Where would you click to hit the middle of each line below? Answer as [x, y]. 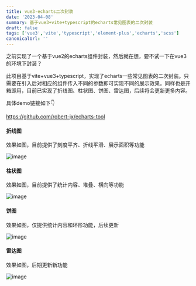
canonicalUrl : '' [27, 39]
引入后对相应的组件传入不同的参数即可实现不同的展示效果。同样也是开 [106, 83]
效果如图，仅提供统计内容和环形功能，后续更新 [62, 225]
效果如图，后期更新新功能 [37, 265]
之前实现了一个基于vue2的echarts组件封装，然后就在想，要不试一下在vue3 [97, 56]
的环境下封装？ [24, 63]
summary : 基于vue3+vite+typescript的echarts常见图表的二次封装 [80, 22]
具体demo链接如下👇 [30, 103]
